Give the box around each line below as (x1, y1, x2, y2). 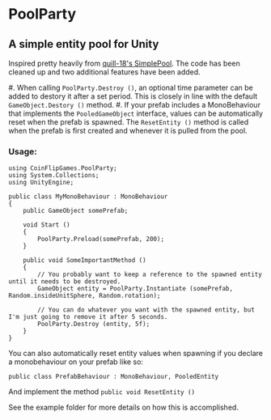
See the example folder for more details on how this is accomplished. (8, 402, 239, 413)
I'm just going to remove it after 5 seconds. (8, 313, 168, 321)
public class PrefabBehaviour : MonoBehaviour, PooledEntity (8, 373, 219, 381)
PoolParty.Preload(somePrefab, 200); (37, 235, 164, 244)
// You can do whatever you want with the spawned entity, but (37, 306, 255, 314)
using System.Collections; (8, 172, 100, 180)
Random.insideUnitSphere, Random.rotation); (8, 292, 161, 300)
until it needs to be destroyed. (8, 278, 121, 286)
